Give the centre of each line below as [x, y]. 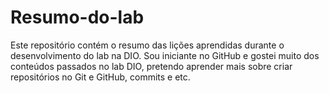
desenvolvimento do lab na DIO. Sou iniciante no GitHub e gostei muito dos [165, 55]
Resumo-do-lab [77, 17]
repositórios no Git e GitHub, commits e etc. [100, 77]
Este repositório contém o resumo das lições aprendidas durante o [147, 45]
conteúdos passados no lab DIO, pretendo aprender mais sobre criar [151, 66]
